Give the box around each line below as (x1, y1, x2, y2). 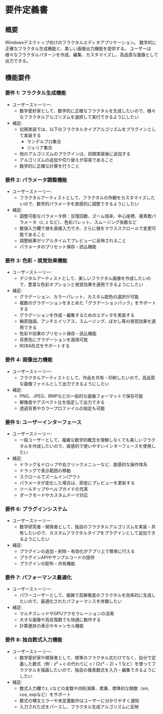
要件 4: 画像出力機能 (5, 356, 53, 363)
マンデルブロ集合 (26, 138, 61, 144)
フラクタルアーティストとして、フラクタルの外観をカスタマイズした (19, 194, 155, 200)
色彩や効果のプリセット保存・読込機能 (19, 331, 97, 337)
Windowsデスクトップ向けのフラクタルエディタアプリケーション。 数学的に (5, 40, 157, 45)
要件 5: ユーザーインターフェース (5, 419, 82, 425)
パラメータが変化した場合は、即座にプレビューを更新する (19, 479, 135, 486)
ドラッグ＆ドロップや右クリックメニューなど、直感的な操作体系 (19, 461, 148, 467)
